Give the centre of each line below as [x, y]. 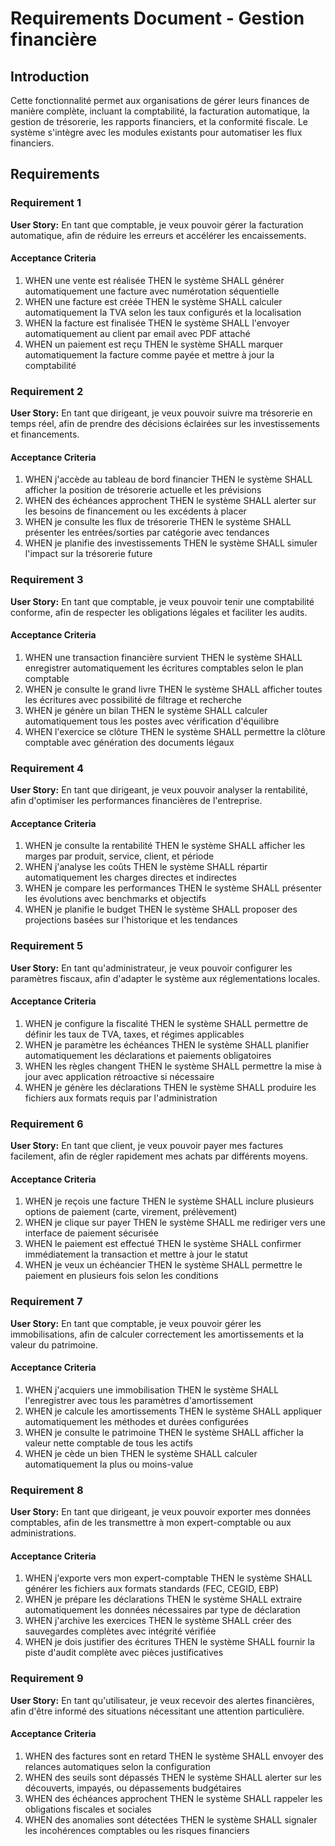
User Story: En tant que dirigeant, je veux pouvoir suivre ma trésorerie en [161, 413]
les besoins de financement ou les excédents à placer [135, 511]
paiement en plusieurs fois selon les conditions [121, 1276]
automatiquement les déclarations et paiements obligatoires [148, 1055]
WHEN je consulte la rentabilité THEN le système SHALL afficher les [165, 846]
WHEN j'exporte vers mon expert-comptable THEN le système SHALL [168, 1578]
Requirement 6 [47, 1124]
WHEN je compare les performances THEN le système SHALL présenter [173, 888]
